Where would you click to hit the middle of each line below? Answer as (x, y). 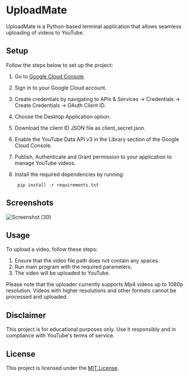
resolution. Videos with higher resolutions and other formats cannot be (91, 290)
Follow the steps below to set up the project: (59, 65)
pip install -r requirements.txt (58, 185)
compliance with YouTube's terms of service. (61, 336)
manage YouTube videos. (45, 163)
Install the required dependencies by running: (69, 174)
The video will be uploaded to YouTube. (62, 273)
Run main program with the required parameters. (73, 267)
